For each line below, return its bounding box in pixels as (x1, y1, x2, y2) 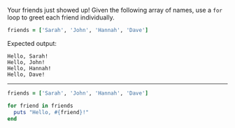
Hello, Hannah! (7, 65, 52, 72)
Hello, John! (7, 58, 45, 65)
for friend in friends (7, 102, 73, 109)
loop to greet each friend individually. (7, 13, 115, 22)
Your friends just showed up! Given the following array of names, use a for (7, 6, 222, 14)
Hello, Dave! (7, 71, 45, 78)
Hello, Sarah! (7, 52, 49, 60)
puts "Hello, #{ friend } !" (13, 109, 90, 115)
